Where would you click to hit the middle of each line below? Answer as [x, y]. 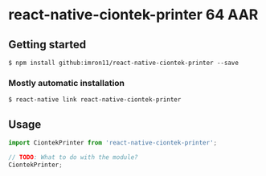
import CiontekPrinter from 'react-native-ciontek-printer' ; [113, 143]
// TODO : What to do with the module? [73, 157]
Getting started [47, 45]
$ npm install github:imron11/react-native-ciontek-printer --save [124, 63]
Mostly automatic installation [67, 83]
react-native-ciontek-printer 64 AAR [133, 15]
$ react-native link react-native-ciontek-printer [95, 100]
